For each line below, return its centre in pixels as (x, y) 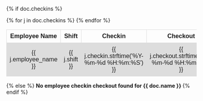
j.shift (71, 59)
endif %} (17, 92)
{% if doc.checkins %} (34, 9)
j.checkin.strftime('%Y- (114, 56)
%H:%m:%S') (125, 63)
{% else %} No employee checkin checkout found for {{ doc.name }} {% (98, 86)
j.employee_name (34, 59)
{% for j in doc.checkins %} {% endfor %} (58, 20)
